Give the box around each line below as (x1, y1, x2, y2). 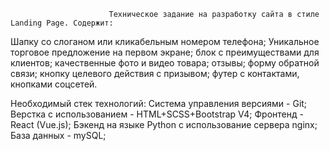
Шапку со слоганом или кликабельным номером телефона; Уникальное (10, 36, 320, 47)
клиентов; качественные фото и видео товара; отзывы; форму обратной (10, 57, 320, 69)
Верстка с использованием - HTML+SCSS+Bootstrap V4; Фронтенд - (10, 108, 304, 120)
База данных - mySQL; (10, 130, 107, 141)
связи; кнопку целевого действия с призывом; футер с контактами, (10, 68, 300, 79)
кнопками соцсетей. (10, 78, 98, 90)
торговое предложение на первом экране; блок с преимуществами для (10, 46, 320, 58)
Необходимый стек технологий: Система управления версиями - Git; (10, 98, 308, 109)
